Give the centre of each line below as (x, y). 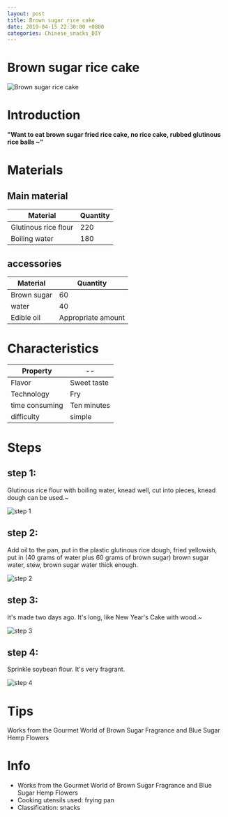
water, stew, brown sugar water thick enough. (73, 565)
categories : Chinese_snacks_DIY (54, 33)
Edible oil (25, 317)
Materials (35, 170)
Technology (30, 394)
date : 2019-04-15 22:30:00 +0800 (56, 27)
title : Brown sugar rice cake (51, 20)
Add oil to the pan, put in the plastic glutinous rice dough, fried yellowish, (112, 550)
